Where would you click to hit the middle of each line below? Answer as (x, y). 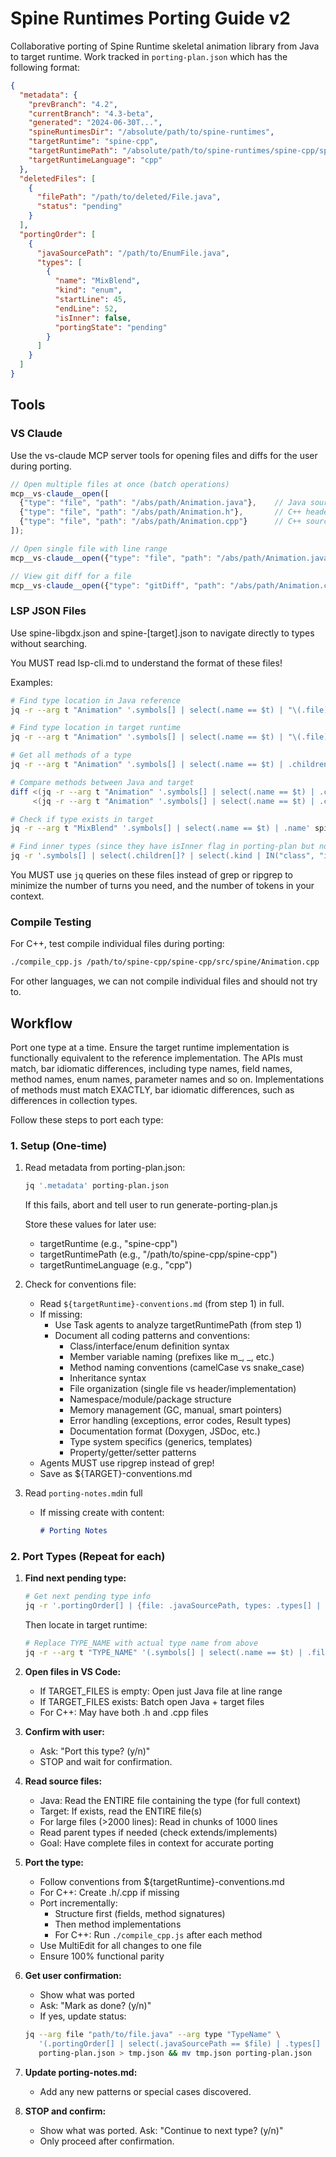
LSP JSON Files (48, 611)
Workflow (41, 1023)
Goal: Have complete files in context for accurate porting (156, 1843)
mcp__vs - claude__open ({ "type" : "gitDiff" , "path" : (118, 585)
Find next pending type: (75, 1578)
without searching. (49, 643)
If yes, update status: (83, 2016)
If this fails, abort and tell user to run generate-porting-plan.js (151, 1205)
